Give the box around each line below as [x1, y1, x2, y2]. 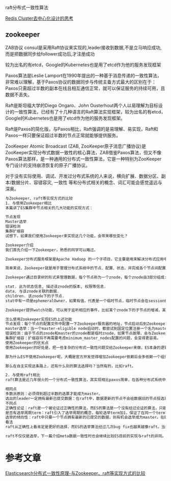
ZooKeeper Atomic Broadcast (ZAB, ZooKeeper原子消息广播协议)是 [5, 143, 147, 149]
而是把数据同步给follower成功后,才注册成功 [5, 50, 95, 57]
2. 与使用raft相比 [5, 373, 41, 378]
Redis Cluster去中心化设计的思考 [5, 15, 74, 21]
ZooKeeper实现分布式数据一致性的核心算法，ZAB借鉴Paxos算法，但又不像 [5, 149, 162, 155]
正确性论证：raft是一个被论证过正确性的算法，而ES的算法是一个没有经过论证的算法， [5, 405, 159, 411]
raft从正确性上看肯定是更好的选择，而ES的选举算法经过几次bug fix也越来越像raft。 [5, 425, 162, 430]
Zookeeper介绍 [5, 242, 34, 248]
